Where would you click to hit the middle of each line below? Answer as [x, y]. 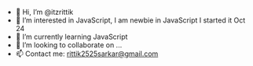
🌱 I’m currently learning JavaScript [71, 36]
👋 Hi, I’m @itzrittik [44, 12]
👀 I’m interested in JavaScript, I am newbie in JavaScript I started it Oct [130, 20]
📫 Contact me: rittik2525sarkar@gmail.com [87, 54]
